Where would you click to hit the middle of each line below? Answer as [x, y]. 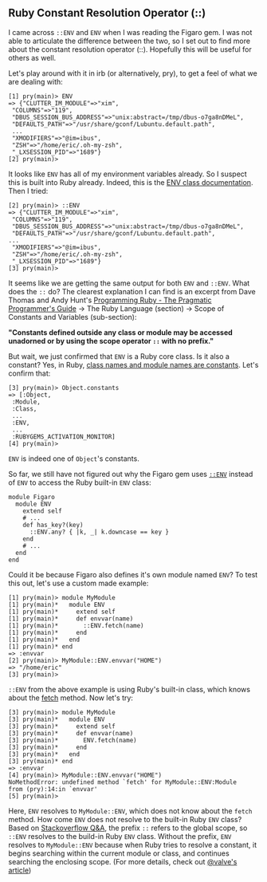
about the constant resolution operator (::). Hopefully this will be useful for [130, 49]
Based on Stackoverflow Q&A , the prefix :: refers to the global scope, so [128, 828]
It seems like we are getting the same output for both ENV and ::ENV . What [129, 283]
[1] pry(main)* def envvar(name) [71, 618]
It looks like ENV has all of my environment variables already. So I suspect [128, 174]
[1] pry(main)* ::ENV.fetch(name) [77, 625]
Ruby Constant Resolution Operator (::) [107, 13]
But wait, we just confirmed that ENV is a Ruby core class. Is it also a [119, 356]
